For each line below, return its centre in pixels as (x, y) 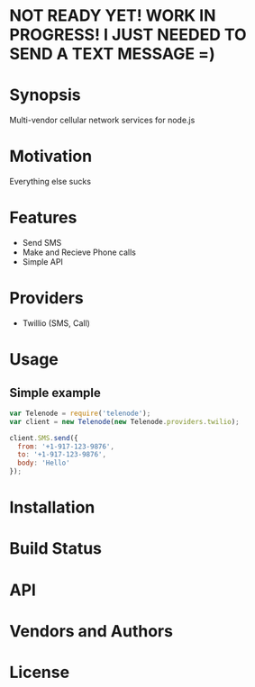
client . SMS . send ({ (44, 438)
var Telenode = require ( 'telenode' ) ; (80, 413)
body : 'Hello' (44, 463)
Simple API (42, 262)
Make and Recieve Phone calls (79, 252)
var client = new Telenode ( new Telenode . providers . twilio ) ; (125, 421)
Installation (52, 507)
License (40, 673)
